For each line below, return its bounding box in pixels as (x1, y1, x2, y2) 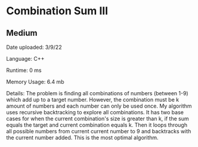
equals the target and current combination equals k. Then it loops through (6, 121, 188, 129)
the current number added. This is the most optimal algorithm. (6, 134, 159, 141)
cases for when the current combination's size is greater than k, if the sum (6, 115, 189, 122)
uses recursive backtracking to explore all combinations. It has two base (6, 109, 184, 115)
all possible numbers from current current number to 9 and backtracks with (6, 128, 191, 135)
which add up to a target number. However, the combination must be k (6, 96, 180, 103)
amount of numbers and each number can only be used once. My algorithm (6, 102, 192, 110)
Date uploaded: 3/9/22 (6, 43, 62, 51)
